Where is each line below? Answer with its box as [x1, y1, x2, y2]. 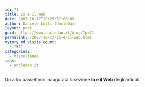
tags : [5, 58, 16, 63]
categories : [5, 49, 30, 54]
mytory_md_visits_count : [5, 40, 57, 45]
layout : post [5, 26, 32, 31]
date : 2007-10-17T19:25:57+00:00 [5, 16, 74, 21]
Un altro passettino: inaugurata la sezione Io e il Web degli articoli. [5, 77, 141, 83]
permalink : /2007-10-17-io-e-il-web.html [5, 35, 92, 40]
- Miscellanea [9, 53, 39, 59]
